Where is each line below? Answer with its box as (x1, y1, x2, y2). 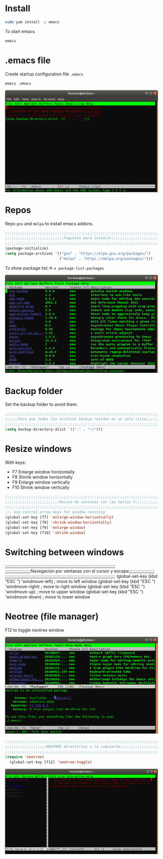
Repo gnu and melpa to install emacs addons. (5, 220, 94, 226)
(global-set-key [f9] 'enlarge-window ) (5, 525, 86, 530)
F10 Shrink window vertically (12, 484, 69, 490)
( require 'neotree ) (5, 754, 45, 759)
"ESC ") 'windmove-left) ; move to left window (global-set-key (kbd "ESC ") (5, 578, 156, 584)
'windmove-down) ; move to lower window (5, 594, 91, 600)
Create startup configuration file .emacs (5, 71, 83, 77)
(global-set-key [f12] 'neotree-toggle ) (9, 760, 92, 765)
